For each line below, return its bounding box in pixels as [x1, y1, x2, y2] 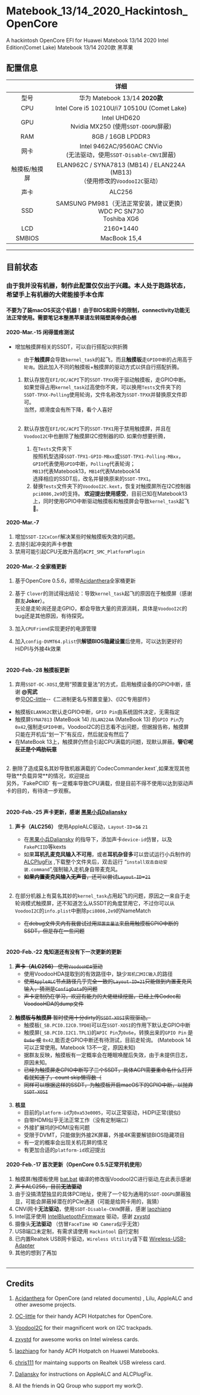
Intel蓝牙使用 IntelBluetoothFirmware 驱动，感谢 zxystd [14, 1213, 151, 1220]
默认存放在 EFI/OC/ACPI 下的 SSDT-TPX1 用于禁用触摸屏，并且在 [23, 425, 171, 432]
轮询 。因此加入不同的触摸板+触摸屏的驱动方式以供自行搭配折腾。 [23, 363, 183, 370]
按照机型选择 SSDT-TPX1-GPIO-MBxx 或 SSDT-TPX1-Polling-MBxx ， [32, 453, 184, 460]
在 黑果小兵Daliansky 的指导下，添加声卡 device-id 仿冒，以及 [23, 835, 173, 843]
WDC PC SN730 [98, 207, 144, 215]
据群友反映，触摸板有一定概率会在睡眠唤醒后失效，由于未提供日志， [23, 1051, 191, 1058]
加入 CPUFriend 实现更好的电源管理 [14, 625, 97, 632]
